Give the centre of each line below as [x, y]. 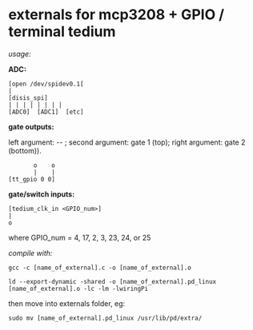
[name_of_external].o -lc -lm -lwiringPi [78, 288]
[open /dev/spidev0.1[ [46, 84]
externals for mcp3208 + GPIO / [116, 15]
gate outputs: [31, 126]
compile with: [30, 252]
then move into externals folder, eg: [67, 303]
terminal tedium [62, 32]
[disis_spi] [28, 97]
